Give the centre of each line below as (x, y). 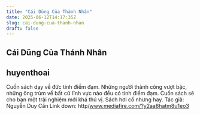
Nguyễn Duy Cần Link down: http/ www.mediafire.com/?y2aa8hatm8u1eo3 (98, 106)
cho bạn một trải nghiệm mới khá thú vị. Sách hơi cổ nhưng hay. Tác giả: (95, 100)
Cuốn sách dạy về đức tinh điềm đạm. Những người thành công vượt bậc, (97, 87)
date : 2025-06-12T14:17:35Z (41, 17)
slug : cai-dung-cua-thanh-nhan (45, 23)
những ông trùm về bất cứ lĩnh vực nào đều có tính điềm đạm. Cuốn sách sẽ (100, 94)
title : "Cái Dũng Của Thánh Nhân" (49, 12)
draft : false (22, 28)
